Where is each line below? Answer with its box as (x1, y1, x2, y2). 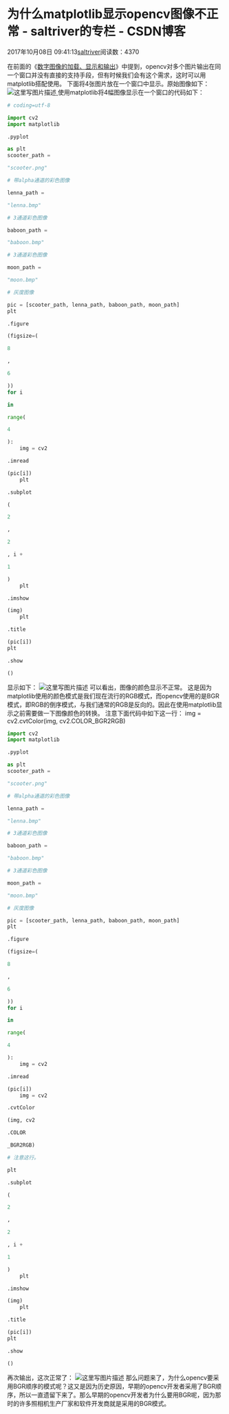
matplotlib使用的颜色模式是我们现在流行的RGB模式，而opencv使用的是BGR (7, 691, 220, 700)
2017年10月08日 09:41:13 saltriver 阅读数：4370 (7, 48, 140, 56)
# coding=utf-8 (7, 101, 51, 109)
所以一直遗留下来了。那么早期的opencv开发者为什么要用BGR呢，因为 (19, 1391, 215, 1399)
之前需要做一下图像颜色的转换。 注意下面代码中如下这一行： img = (12, 709, 201, 717)
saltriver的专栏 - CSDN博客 (30, 23, 186, 39)
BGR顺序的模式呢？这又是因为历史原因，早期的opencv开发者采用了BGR (12, 1382, 216, 1390)
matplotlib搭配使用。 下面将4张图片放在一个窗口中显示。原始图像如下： (7, 79, 210, 88)
